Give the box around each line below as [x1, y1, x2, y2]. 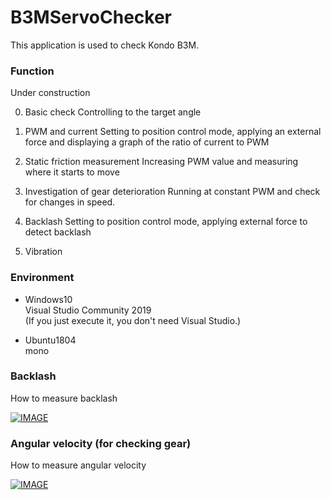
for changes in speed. [24, 196, 116, 208]
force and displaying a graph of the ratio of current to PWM [24, 136, 270, 148]
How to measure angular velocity [10, 459, 147, 471]
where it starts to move [24, 166, 120, 178]
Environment [10, 271, 75, 285]
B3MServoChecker [10, 6, 172, 29]
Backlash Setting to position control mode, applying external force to [24, 216, 308, 228]
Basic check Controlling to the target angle [24, 106, 202, 118]
